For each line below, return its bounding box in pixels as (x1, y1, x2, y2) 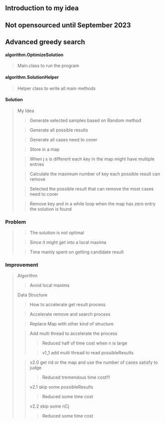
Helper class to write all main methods (17, 85, 96, 91)
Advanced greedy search (5, 38, 85, 46)
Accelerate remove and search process (29, 311, 111, 317)
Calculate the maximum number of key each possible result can (29, 171, 161, 177)
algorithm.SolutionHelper (5, 74, 59, 80)
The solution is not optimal (29, 230, 84, 236)
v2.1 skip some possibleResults (29, 384, 93, 390)
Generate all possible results (29, 127, 88, 133)
